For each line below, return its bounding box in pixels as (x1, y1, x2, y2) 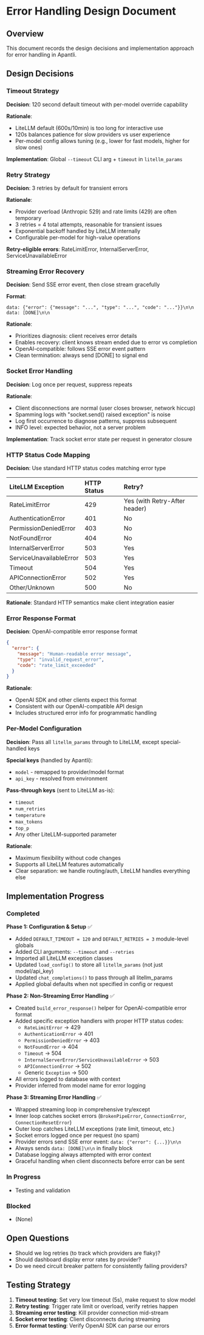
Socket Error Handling (6, 367, 73, 375)
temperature (15, 812, 46, 818)
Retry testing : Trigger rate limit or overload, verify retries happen (15, 1302, 178, 1309)
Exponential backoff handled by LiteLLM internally (15, 227, 141, 235)
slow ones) (15, 143, 43, 151)
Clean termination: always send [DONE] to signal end (15, 351, 148, 359)
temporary (15, 214, 42, 221)
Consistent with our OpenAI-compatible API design (15, 703, 143, 710)
